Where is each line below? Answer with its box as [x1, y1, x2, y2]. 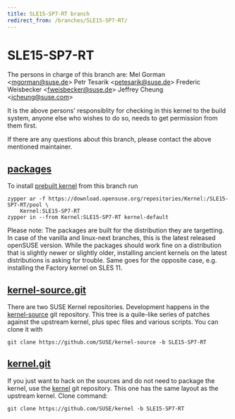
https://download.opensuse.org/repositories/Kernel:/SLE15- [48, 195, 229, 203]
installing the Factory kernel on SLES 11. [7, 263, 123, 272]
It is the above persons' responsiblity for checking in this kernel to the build [7, 106, 227, 115]
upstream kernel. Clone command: [7, 392, 108, 400]
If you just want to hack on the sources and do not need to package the [7, 376, 215, 384]
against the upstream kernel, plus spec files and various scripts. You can [7, 318, 219, 326]
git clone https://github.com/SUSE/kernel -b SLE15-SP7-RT [7, 405, 185, 412]
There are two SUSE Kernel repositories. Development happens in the [7, 303, 210, 311]
